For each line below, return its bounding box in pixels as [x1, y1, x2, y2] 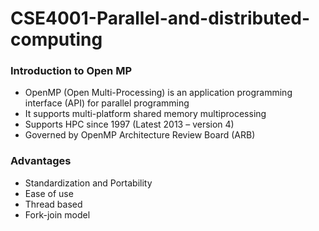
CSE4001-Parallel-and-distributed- [10, 7, 310, 30]
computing [10, 28, 103, 51]
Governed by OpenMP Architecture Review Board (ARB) [24, 129, 256, 141]
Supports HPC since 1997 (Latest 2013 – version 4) [24, 118, 235, 131]
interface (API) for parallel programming [24, 97, 190, 109]
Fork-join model [24, 208, 91, 221]
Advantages [10, 154, 72, 168]
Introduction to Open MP [10, 64, 133, 78]
